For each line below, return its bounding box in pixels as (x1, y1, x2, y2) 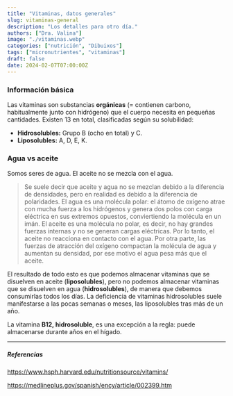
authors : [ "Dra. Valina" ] (7, 29, 82, 37)
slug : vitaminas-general (7, 17, 79, 24)
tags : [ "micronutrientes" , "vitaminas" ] (7, 49, 126, 56)
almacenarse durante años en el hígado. (7, 328, 123, 336)
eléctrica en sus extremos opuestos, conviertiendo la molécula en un (24, 213, 222, 221)
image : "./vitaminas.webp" (7, 36, 85, 43)
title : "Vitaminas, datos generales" (7, 10, 116, 17)
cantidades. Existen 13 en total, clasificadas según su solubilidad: (7, 115, 194, 124)
